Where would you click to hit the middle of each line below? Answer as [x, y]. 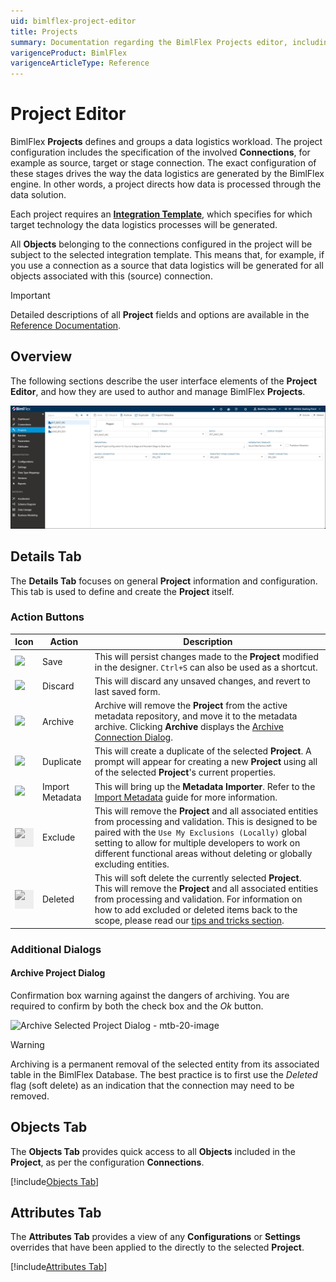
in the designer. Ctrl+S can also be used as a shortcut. [206, 667]
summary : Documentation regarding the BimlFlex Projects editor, [149, 42]
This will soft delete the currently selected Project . [198, 878]
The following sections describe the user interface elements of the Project [164, 381]
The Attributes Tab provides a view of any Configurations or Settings [155, 1237]
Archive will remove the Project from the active [191, 706]
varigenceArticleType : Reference [80, 63]
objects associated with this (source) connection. [111, 276]
